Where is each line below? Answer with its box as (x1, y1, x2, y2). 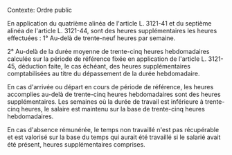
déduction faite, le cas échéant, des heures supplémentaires (17, 62, 190, 70)
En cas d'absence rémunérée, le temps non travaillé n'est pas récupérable (7, 126, 220, 134)
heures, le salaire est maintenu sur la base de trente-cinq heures (21, 105, 206, 113)
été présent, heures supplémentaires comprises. (7, 140, 145, 148)
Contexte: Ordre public (7, 6, 73, 14)
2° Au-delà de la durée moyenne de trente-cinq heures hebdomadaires (7, 48, 210, 55)
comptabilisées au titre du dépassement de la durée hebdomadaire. (7, 69, 200, 77)
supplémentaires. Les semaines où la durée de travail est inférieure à (7, 98, 204, 106)
